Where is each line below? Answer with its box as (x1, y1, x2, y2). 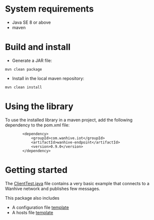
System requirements (5, 3, 94, 15)
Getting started (5, 165, 68, 175)
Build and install (5, 42, 71, 53)
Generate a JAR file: (12, 57, 52, 63)
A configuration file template (12, 204, 69, 210)
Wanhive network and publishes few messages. (5, 186, 100, 191)
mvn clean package (5, 67, 42, 72)
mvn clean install (5, 85, 42, 90)
